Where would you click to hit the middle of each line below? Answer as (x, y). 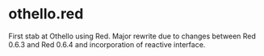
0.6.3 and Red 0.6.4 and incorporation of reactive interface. (107, 44)
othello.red (46, 14)
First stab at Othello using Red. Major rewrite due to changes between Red (132, 36)
